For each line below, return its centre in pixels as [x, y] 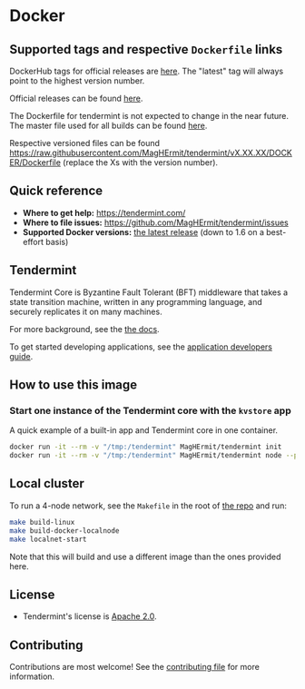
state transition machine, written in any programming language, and [136, 301]
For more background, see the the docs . [85, 329]
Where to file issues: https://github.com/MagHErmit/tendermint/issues [155, 222]
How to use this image [74, 385]
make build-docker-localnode [64, 531]
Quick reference [56, 191]
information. [32, 676]
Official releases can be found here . [76, 98]
